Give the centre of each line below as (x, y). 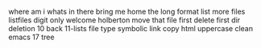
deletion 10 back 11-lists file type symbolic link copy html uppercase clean (131, 28)
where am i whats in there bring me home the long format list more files (127, 12)
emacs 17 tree (31, 37)
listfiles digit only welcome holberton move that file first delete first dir (124, 20)
